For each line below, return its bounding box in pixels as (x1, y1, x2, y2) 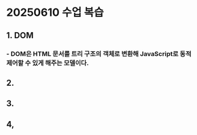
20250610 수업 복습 (6, 5, 104, 19)
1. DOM (6, 30, 34, 40)
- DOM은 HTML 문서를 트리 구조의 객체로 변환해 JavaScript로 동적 (6, 49, 192, 58)
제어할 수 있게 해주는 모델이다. (6, 58, 89, 67)
